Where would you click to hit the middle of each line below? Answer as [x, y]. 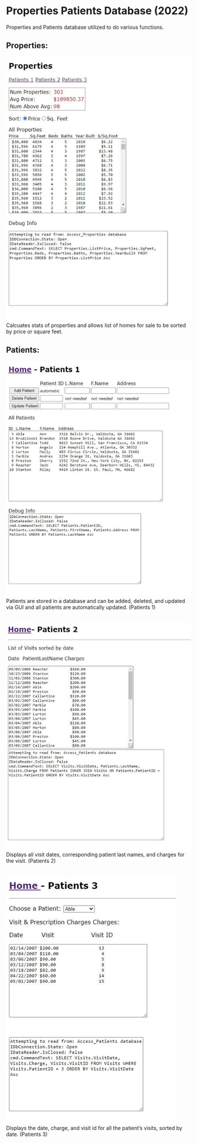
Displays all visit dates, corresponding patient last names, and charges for [95, 854]
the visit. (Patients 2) [31, 861]
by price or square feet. [35, 332]
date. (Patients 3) [27, 1134]
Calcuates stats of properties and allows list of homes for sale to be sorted [96, 325]
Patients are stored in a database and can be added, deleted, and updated [96, 601]
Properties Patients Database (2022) [97, 11]
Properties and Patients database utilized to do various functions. [85, 27]
